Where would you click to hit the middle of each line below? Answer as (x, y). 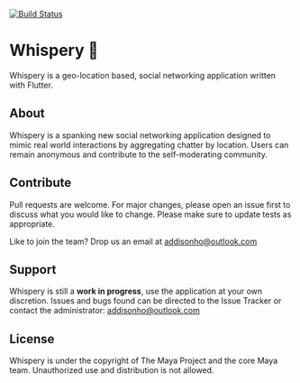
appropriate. (32, 224)
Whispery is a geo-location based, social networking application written (143, 75)
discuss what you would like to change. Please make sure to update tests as (150, 214)
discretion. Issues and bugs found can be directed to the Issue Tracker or (145, 301)
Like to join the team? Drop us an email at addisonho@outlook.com (133, 241)
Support (33, 270)
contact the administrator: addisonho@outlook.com (105, 311)
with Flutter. (32, 85)
